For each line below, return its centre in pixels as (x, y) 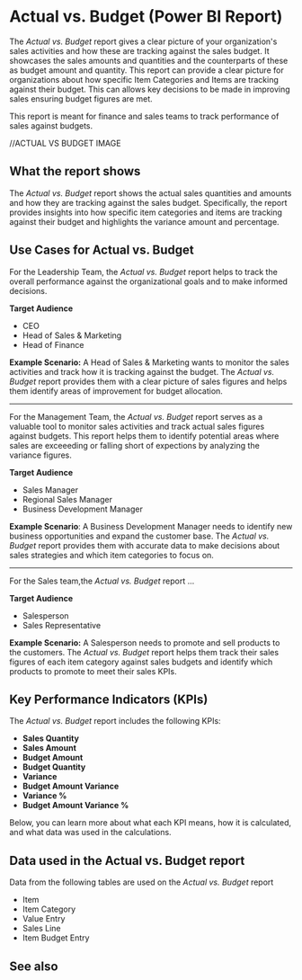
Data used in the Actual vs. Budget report (127, 860)
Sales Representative (62, 625)
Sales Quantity (50, 738)
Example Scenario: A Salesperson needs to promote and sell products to (145, 642)
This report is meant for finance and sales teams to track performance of (144, 116)
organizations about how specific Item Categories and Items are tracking (144, 79)
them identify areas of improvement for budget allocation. (116, 391)
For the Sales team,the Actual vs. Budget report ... (102, 581)
